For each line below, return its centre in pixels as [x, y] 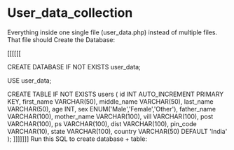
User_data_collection [70, 13]
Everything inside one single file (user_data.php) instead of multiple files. [112, 32]
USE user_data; [29, 80]
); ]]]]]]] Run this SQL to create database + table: [77, 139]
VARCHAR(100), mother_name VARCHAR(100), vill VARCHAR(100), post [110, 116]
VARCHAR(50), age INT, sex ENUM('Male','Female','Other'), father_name [111, 109]
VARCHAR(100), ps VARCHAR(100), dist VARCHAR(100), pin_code [102, 123]
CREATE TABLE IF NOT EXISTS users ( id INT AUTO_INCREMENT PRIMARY [116, 94]
